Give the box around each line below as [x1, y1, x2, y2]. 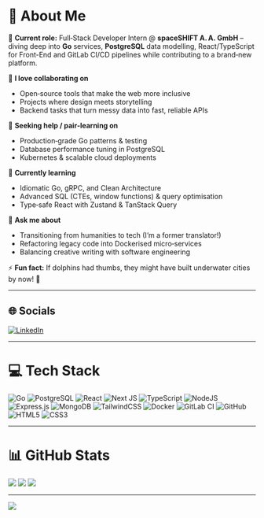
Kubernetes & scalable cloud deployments [19, 153, 157, 162]
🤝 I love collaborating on [8, 73, 89, 83]
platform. [8, 58, 38, 68]
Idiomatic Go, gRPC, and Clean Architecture [19, 183, 162, 192]
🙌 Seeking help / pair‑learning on [8, 120, 119, 130]
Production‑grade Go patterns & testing [19, 135, 148, 145]
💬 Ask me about [8, 215, 61, 224]
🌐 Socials [8, 305, 57, 318]
